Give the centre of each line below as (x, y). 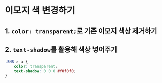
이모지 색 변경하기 (40, 10)
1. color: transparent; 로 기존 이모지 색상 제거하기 (81, 31)
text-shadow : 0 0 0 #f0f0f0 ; (45, 71)
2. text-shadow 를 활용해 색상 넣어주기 (61, 50)
